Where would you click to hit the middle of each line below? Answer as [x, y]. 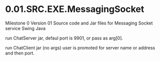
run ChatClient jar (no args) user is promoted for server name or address [80, 47]
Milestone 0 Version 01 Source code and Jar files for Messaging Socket [79, 23]
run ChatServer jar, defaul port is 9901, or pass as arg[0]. [64, 38]
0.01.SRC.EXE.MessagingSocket [75, 9]
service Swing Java [26, 28]
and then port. [20, 53]
